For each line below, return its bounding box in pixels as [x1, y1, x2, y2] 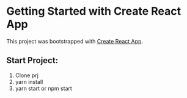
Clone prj [15, 72, 38, 79]
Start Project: [6, 55, 59, 66]
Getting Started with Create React [6, 4, 182, 18]
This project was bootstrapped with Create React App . [6, 37, 144, 45]
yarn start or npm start [15, 85, 72, 92]
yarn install [15, 78, 43, 85]
